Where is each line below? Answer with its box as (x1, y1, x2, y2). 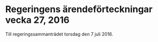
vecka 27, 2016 (5, 14, 70, 26)
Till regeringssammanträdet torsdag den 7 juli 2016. (5, 31, 113, 37)
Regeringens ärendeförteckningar (5, 4, 153, 15)
